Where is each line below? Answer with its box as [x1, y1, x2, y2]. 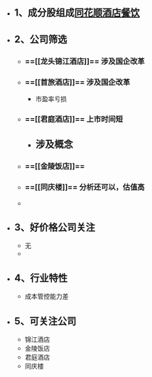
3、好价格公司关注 [13, 221, 96, 233]
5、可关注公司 [13, 315, 77, 327]
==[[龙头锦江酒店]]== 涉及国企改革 [24, 56, 145, 66]
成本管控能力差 [24, 292, 69, 301]
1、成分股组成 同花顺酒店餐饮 [13, 6, 140, 19]
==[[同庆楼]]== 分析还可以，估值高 [24, 182, 145, 192]
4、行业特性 [13, 272, 67, 284]
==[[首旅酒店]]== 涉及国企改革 [24, 77, 131, 87]
